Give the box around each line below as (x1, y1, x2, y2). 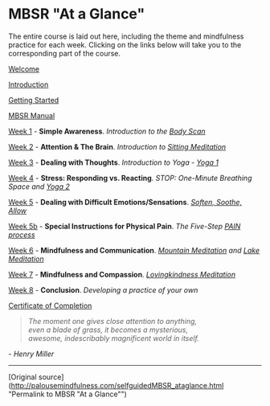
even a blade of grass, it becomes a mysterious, (27, 325, 189, 334)
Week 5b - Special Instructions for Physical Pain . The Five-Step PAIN (8, 221, 241, 231)
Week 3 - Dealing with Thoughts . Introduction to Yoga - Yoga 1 (8, 158, 219, 167)
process (8, 230, 35, 240)
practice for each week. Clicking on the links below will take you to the (8, 39, 242, 49)
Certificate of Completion (8, 301, 92, 310)
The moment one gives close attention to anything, (27, 316, 198, 326)
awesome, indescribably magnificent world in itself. (27, 333, 199, 342)
